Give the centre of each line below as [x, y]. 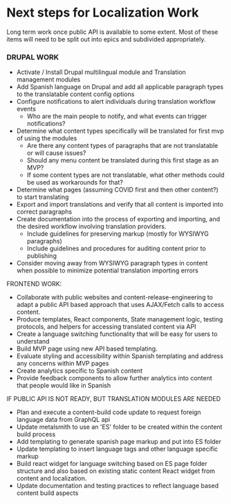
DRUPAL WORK [33, 57]
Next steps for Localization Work [103, 13]
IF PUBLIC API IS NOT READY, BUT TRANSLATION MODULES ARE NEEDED [114, 399]
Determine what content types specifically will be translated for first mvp [120, 131]
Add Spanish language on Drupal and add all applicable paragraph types [120, 87]
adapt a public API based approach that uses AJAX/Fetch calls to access [120, 305]
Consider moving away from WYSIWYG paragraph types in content [112, 263]
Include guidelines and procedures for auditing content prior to [116, 249]
